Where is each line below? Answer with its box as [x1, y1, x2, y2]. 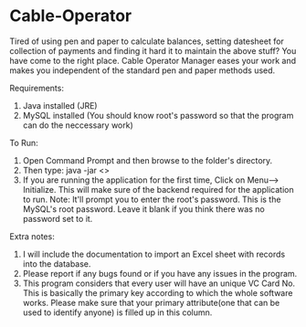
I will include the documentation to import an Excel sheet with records [22, 248, 286, 259]
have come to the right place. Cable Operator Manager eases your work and [9, 55, 297, 66]
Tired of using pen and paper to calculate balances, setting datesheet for [9, 36, 285, 47]
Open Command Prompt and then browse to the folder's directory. [22, 154, 273, 165]
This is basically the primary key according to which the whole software [22, 287, 293, 298]
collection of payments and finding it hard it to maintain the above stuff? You [9, 45, 297, 56]
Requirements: [9, 82, 64, 93]
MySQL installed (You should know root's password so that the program [22, 110, 294, 121]
